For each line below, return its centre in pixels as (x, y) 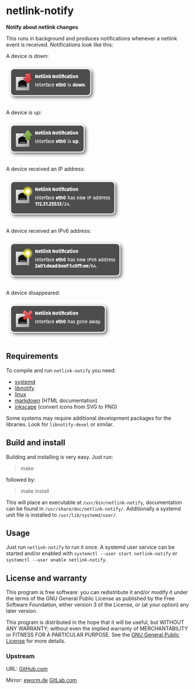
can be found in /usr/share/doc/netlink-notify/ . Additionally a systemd (93, 508)
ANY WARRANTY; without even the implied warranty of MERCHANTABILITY (97, 629)
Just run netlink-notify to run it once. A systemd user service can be (90, 547)
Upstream (20, 656)
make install (35, 491)
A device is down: (27, 56)
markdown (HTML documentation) (56, 400)
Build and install (36, 443)
